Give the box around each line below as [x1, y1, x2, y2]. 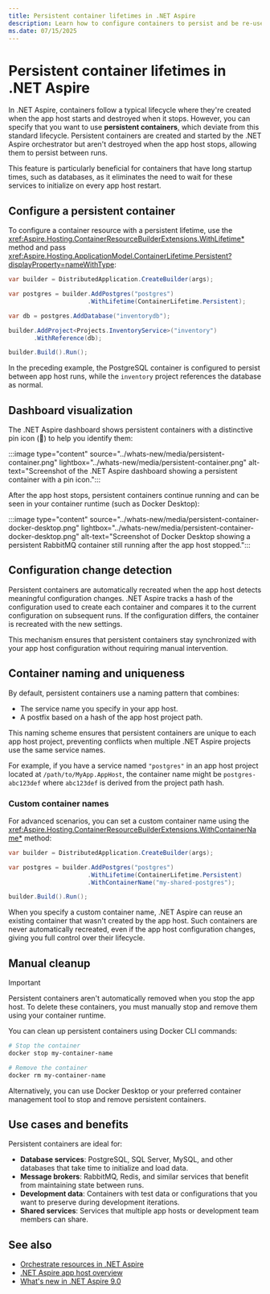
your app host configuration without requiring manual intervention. [8, 643, 229, 653]
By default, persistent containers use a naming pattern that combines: [8, 688, 239, 698]
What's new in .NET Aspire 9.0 [19, 1276, 121, 1286]
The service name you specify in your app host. [19, 703, 178, 713]
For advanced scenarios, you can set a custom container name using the [8, 815, 250, 826]
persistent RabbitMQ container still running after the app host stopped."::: [8, 541, 251, 550]
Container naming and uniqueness [8, 666, 185, 681]
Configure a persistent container [8, 204, 176, 218]
